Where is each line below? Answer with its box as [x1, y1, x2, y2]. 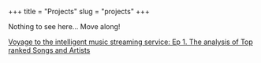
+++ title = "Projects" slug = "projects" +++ [8, 7, 150, 16]
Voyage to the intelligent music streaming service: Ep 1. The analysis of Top [8, 37, 254, 46]
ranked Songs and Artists [8, 46, 91, 54]
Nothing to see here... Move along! [8, 22, 121, 31]
